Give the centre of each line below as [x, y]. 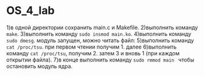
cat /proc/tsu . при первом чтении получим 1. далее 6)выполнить [91, 47]
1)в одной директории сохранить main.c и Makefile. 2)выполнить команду [102, 27]
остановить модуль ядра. [40, 66]
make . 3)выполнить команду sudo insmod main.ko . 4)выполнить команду [99, 33]
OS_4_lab [30, 11]
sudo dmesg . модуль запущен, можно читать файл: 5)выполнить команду [100, 40]
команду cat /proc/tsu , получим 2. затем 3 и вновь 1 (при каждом [93, 53]
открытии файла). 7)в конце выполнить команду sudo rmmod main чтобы [100, 60]
